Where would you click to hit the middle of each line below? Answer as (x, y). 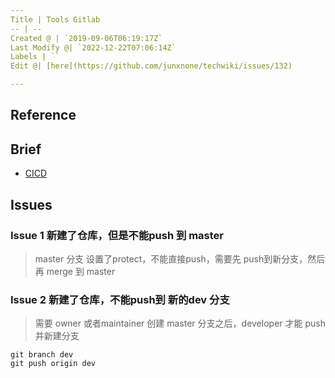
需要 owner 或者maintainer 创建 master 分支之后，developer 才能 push (180, 323)
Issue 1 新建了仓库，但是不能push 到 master (117, 235)
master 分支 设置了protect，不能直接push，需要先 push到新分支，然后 (180, 258)
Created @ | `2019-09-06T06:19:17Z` (86, 38)
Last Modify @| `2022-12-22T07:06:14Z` (93, 47)
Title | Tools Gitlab (55, 19)
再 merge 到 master (75, 271)
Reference (43, 115)
